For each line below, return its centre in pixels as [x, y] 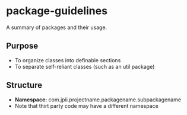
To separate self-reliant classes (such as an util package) [85, 66]
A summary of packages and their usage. [57, 27]
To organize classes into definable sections [68, 60]
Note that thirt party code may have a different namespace [86, 106]
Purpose [22, 46]
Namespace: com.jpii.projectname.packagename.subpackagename [98, 100]
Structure [24, 85]
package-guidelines [57, 11]
